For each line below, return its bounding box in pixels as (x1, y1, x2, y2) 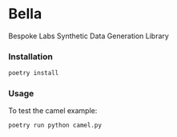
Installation (8, 51, 54, 62)
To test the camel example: (8, 106, 98, 115)
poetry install (8, 69, 59, 77)
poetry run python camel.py (8, 121, 103, 130)
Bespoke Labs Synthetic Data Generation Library (8, 31, 170, 41)
